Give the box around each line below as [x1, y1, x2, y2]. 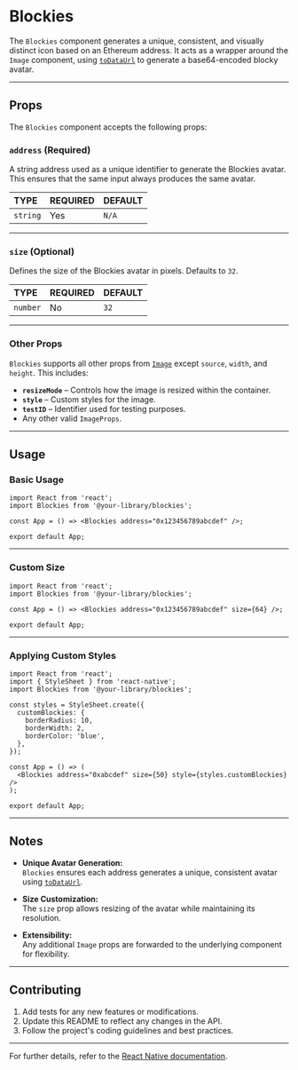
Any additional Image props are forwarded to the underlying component [21, 939, 282, 949]
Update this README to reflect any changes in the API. [21, 1015, 223, 1026]
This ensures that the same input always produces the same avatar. [9, 173, 256, 184]
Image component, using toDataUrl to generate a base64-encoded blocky [9, 54, 278, 65]
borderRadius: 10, [25, 716, 93, 725]
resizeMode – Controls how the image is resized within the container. [21, 384, 271, 395]
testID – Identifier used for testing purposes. [21, 403, 186, 414]
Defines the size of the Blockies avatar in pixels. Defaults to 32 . [9, 266, 239, 276]
